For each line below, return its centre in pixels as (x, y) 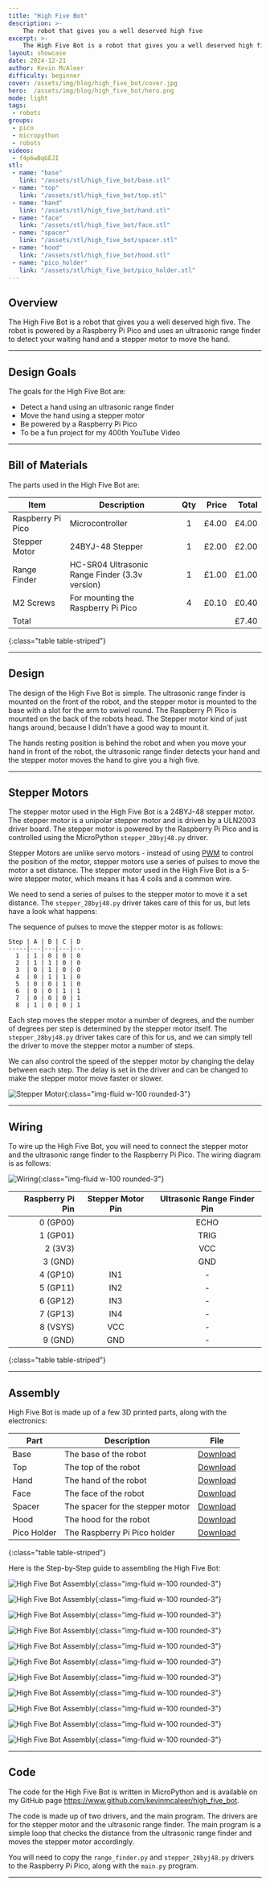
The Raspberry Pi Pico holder (119, 1533)
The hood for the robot (107, 1520)
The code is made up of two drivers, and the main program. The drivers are (133, 1816)
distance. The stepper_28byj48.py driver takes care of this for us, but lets (129, 903)
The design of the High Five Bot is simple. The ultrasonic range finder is (127, 693)
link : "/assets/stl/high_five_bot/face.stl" (95, 225)
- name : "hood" (37, 248)
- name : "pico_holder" (50, 262)
